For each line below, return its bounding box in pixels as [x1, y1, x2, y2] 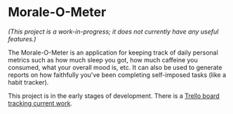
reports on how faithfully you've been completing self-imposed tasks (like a [8, 71, 227, 79]
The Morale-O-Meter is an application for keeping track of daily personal [8, 48, 218, 57]
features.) [8, 34, 36, 43]
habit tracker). [8, 78, 49, 86]
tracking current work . [8, 99, 73, 107]
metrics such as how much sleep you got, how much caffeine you [8, 55, 199, 64]
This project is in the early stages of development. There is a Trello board [8, 92, 220, 100]
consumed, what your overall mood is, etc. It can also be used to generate [8, 63, 222, 71]
